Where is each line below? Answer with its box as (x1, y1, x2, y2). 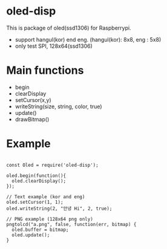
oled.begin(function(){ (6, 172, 67, 179)
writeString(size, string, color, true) (15, 103, 102, 110)
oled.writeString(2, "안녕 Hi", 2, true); (6, 205, 113, 212)
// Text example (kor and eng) (6, 193, 85, 200)
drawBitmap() (15, 115, 50, 123)
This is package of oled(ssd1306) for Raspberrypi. (6, 24, 131, 31)
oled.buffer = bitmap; (11, 227, 69, 233)
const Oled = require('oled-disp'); (6, 162, 99, 168)
